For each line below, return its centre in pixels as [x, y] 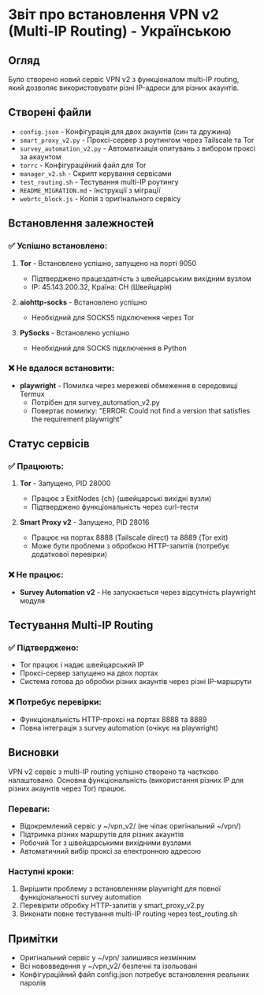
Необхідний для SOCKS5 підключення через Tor [113, 317]
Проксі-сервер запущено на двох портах [89, 673]
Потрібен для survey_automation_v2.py [95, 402]
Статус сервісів [49, 444]
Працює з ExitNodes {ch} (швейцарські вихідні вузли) [121, 499]
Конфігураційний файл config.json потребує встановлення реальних [134, 974]
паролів [33, 982]
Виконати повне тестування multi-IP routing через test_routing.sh [128, 914]
